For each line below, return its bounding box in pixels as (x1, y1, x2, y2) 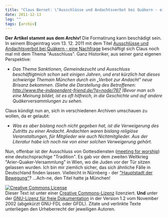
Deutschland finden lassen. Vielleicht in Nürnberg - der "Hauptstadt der (5, 170, 153, 176)
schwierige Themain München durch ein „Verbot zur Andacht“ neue (12, 77, 152, 83)
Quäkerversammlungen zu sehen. (12, 98, 82, 104)
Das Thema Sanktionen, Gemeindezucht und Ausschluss (12, 66, 130, 72)
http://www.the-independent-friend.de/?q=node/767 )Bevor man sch (12, 87, 155, 93)
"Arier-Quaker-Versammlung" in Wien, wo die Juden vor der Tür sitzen (5, 159, 150, 165)
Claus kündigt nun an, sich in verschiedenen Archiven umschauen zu (5, 108, 147, 114)
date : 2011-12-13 (5, 12, 41, 17)
